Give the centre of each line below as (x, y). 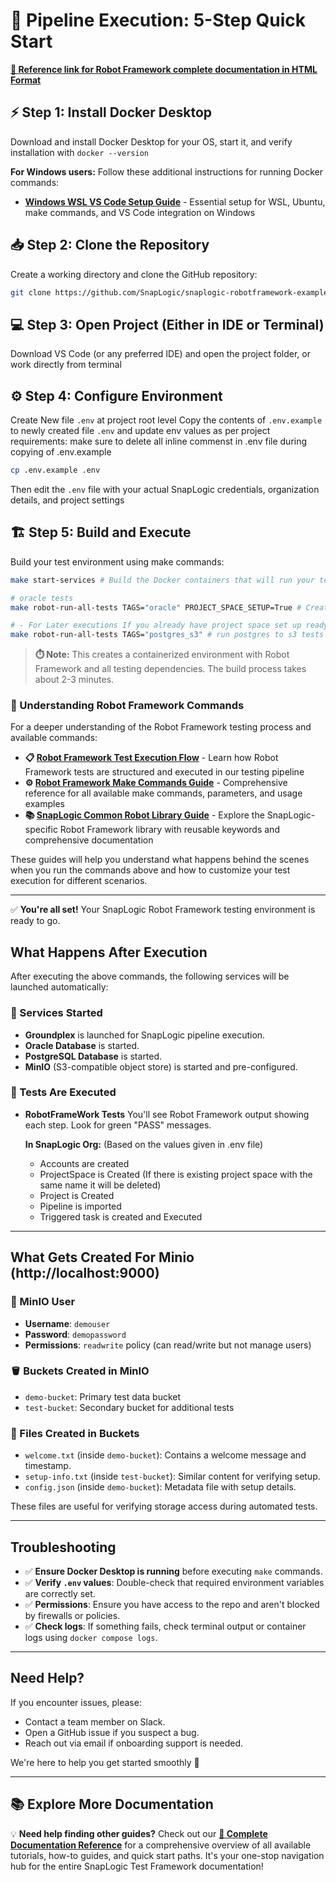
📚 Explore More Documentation (112, 1804)
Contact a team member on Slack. (95, 1721)
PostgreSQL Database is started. (93, 1056)
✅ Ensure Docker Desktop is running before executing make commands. (173, 1571)
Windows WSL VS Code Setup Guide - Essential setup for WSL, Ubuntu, (175, 201)
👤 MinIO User (43, 1302)
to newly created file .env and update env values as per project (140, 431)
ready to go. (35, 921)
